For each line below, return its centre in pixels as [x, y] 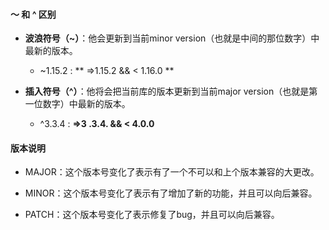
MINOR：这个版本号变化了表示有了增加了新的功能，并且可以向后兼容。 [171, 193]
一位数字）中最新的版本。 [77, 104]
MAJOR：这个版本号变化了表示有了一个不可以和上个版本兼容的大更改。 [172, 172]
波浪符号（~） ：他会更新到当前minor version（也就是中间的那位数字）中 [172, 38]
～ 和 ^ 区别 [33, 14]
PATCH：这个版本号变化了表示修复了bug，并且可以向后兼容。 [152, 215]
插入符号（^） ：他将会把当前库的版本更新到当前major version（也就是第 [171, 91]
